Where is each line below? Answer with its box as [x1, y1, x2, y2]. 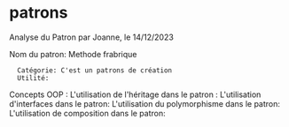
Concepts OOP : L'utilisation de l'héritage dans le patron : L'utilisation [9, 89, 262, 100]
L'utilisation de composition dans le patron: [9, 108, 166, 118]
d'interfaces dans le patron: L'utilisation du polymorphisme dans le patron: [9, 98, 281, 108]
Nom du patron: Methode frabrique [9, 49, 137, 59]
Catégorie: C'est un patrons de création [17, 65, 173, 75]
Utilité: [17, 73, 50, 82]
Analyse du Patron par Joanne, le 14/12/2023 [9, 32, 175, 42]
